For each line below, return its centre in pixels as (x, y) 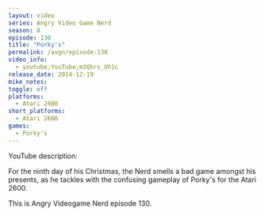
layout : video (32, 15)
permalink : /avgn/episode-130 (58, 52)
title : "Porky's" (37, 45)
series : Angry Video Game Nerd (60, 23)
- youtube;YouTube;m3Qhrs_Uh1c (67, 67)
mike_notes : (28, 81)
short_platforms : (37, 112)
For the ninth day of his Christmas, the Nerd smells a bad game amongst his (132, 171)
